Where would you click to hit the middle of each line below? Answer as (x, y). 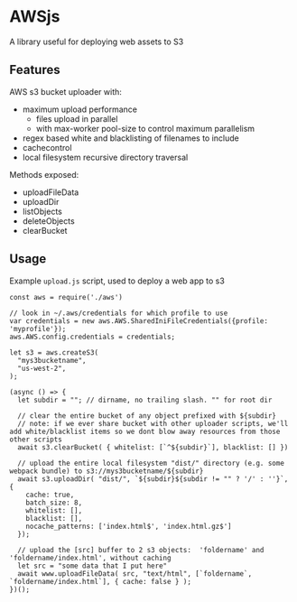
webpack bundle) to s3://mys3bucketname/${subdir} (107, 471)
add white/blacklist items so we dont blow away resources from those (145, 431)
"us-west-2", (42, 368)
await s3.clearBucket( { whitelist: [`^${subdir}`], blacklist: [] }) (153, 447)
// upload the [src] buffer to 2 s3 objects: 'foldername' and (141, 550)
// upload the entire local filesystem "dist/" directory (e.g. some (151, 463)
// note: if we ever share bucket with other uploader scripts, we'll (153, 423)
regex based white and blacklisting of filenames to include (130, 138)
